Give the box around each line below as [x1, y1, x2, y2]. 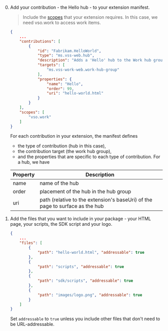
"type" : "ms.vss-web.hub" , [37, 53, 95, 58]
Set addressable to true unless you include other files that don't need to [10, 316, 160, 322]
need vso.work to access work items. [22, 20, 101, 25]
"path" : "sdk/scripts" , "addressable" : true [37, 278, 133, 284]
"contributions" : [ [19, 39, 61, 44]
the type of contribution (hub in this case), [17, 143, 106, 149]
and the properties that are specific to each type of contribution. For [17, 154, 161, 160]
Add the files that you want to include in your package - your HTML [10, 216, 151, 222]
